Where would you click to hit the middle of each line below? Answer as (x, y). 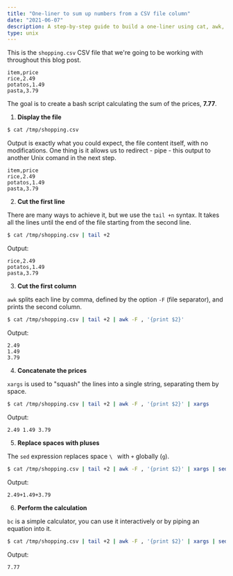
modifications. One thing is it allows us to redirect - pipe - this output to (109, 150)
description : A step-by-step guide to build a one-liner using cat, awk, (116, 26)
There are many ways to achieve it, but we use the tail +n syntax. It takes (113, 215)
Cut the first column (47, 286)
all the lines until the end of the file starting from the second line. (100, 222)
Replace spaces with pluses (58, 443)
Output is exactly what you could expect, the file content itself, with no (108, 143)
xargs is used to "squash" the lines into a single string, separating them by (113, 384)
